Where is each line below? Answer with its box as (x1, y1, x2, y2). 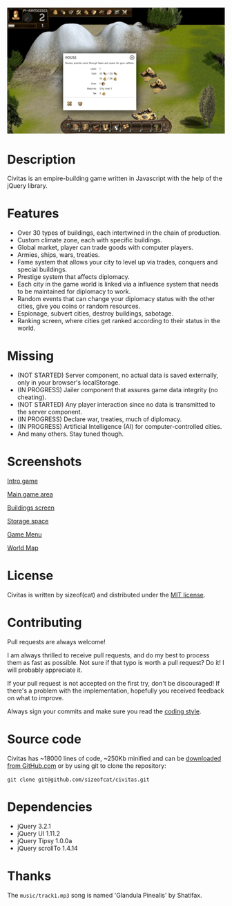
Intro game (7, 477, 38, 485)
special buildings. (17, 265, 68, 273)
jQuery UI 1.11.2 (17, 829, 61, 838)
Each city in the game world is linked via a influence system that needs (17, 280, 219, 289)
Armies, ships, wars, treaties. (17, 251, 100, 259)
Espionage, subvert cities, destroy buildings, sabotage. (17, 309, 174, 318)
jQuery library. (7, 182, 48, 190)
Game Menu (7, 530, 43, 539)
